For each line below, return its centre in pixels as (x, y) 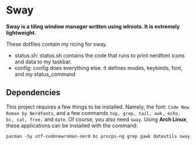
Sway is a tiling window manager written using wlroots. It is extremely (93, 26)
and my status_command (45, 74)
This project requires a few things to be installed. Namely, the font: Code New (98, 107)
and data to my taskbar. (43, 62)
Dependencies (33, 92)
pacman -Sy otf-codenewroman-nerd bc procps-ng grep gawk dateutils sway (98, 136)
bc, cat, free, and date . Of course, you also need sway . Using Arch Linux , (97, 119)
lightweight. (21, 32)
